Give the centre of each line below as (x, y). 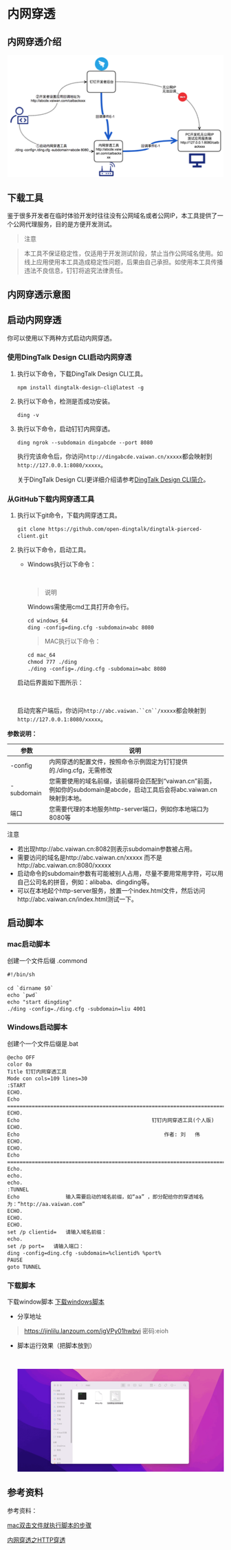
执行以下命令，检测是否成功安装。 (65, 401)
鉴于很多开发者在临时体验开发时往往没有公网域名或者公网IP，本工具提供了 (112, 216)
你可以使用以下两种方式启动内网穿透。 (61, 338)
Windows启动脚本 (37, 1027)
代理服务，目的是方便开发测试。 (70, 224)
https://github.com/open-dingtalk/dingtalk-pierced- (125, 529)
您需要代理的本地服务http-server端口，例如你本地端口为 (129, 809)
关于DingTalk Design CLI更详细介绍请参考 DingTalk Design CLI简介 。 (113, 480)
